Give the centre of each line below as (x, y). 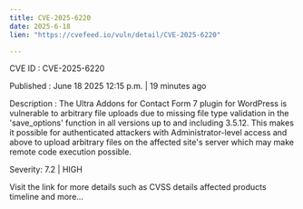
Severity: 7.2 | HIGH (46, 170)
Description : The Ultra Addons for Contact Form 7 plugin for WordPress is (148, 104)
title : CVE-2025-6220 (50, 18)
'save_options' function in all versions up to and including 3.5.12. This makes (152, 123)
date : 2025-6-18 (40, 26)
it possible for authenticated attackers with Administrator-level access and (148, 133)
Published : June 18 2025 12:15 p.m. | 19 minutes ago (108, 86)
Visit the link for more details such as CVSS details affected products (138, 187)
